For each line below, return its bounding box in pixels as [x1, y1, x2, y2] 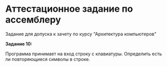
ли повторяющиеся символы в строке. [5, 56, 91, 62]
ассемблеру [5, 14, 61, 26]
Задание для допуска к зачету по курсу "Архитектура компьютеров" [5, 31, 157, 37]
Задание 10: [5, 40, 32, 47]
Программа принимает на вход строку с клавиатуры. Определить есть [5, 51, 162, 57]
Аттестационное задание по [5, 3, 133, 15]
